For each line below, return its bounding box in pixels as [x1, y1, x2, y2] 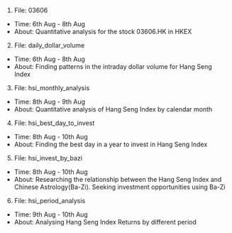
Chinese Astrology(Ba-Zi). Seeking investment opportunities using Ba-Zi [13, 183, 226, 191]
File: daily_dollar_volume [13, 41, 85, 49]
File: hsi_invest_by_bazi [13, 154, 83, 162]
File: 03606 [13, 6, 48, 14]
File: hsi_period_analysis [13, 197, 86, 205]
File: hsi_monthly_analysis [13, 84, 90, 92]
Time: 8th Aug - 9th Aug [13, 97, 86, 106]
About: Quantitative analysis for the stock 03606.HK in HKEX [13, 28, 192, 36]
